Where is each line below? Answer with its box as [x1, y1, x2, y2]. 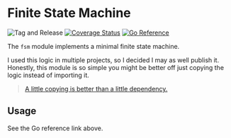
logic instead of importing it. [7, 71, 90, 79]
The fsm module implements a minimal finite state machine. [7, 42, 180, 50]
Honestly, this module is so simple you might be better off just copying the [7, 63, 225, 71]
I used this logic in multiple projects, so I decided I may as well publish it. [7, 55, 220, 64]
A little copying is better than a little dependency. [24, 84, 168, 93]
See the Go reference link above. [7, 124, 103, 132]
